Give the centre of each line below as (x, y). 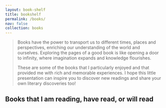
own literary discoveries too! (47, 83)
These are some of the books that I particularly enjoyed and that (83, 68)
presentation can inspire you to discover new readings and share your (89, 78)
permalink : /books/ (25, 19)
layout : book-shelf (25, 10)
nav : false (16, 24)
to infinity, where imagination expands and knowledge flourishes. (84, 58)
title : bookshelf (23, 14)
